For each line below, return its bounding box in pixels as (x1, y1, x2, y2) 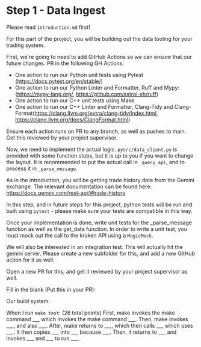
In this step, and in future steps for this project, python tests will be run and (6, 201, 193, 208)
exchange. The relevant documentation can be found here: (6, 183, 152, 190)
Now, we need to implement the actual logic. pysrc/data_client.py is (6, 146, 178, 153)
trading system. (6, 41, 45, 49)
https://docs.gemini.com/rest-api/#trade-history (6, 189, 126, 196)
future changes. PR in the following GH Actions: (6, 60, 125, 67)
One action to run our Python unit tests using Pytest (14, 71, 143, 78)
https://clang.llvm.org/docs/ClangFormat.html (14, 115, 129, 123)
